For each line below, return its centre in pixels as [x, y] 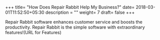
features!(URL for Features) [33, 32]
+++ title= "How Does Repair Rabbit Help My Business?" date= [70, 7]
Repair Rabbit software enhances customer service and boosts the [74, 22]
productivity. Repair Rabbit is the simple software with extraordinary [75, 27]
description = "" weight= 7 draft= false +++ [90, 12]
